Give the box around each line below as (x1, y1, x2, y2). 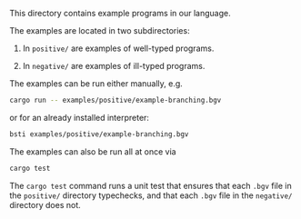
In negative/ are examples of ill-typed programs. (22, 61, 206, 71)
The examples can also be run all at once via (9, 145, 176, 157)
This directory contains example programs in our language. (9, 8, 231, 18)
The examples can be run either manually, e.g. (9, 78, 184, 89)
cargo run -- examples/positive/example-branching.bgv (9, 95, 222, 105)
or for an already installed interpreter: (9, 112, 150, 123)
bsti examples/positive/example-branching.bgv (9, 129, 189, 139)
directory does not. (9, 199, 82, 210)
